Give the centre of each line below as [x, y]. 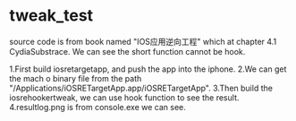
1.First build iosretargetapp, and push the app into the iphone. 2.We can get [148, 69]
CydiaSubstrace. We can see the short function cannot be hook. [127, 51]
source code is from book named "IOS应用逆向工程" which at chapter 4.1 [143, 41]
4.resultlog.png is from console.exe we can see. [97, 107]
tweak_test [51, 16]
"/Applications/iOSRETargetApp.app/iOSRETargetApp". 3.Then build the [141, 88]
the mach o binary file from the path [76, 78]
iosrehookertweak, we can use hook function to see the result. [124, 97]
